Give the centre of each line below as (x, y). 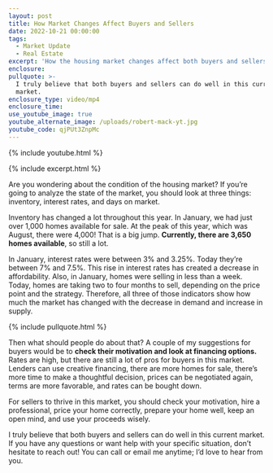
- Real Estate (39, 54)
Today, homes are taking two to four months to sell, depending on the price (134, 285)
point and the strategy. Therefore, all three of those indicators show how (130, 293)
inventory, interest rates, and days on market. (84, 201)
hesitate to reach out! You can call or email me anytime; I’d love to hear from (136, 452)
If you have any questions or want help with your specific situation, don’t (130, 443)
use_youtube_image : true (50, 115)
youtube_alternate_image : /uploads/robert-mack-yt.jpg (103, 122)
